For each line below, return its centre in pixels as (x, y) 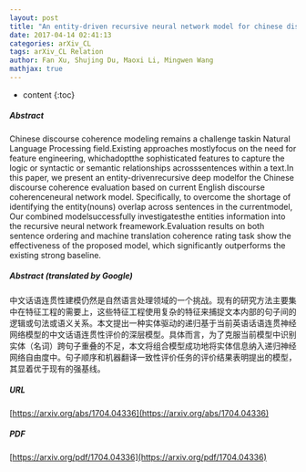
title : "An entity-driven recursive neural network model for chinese (146, 26)
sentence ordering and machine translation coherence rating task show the (150, 236)
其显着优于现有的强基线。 (57, 368)
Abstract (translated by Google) (71, 276)
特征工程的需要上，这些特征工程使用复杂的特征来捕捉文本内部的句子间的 (161, 311)
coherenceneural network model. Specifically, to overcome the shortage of (150, 196)
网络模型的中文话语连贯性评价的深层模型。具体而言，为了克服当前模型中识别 (153, 334)
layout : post (34, 18)
